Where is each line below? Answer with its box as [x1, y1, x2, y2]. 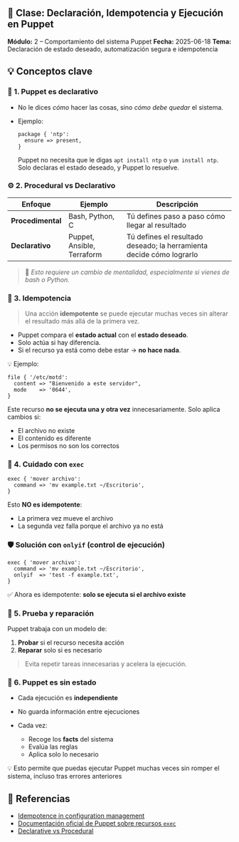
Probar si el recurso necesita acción [17, 638, 124, 647]
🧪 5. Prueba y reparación [7, 608, 95, 618]
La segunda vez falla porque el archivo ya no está [17, 521, 164, 531]
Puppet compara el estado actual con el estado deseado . [17, 331, 188, 339]
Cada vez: [17, 721, 48, 730]
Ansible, [68, 240, 96, 250]
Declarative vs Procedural [17, 827, 94, 836]
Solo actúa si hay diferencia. [17, 338, 101, 347]
